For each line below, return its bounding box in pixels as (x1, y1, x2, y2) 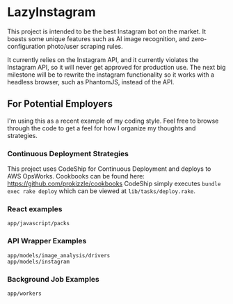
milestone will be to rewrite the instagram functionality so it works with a (7, 70, 214, 79)
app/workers (7, 290, 42, 297)
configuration (7, 42, 46, 50)
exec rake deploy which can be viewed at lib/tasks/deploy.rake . (7, 187, 196, 195)
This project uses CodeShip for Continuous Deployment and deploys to (7, 165, 211, 173)
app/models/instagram (7, 258, 70, 265)
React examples (7, 204, 63, 213)
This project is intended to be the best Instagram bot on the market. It (7, 27, 207, 36)
